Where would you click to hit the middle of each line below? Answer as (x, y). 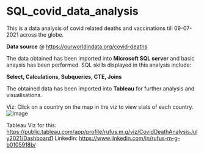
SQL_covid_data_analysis (72, 11)
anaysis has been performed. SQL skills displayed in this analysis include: (99, 65)
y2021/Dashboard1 (30, 138)
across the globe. (42, 34)
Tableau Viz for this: (31, 125)
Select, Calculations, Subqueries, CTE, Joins (64, 76)
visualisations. (24, 95)
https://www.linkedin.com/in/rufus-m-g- (129, 138)
